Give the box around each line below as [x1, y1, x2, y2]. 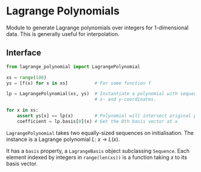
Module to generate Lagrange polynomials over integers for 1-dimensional [6, 24, 189, 31]
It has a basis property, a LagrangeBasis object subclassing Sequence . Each [6, 147, 190, 154]
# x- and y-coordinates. [95, 96, 157, 102]
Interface [6, 48, 41, 58]
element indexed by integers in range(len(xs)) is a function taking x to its [6, 153, 187, 161]
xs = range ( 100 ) [6, 74, 47, 80]
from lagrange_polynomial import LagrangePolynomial [6, 64, 141, 70]
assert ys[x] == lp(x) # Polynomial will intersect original [17, 113, 191, 119]
